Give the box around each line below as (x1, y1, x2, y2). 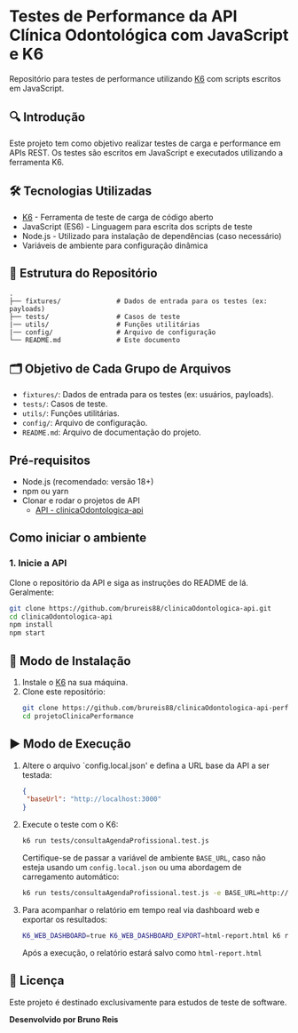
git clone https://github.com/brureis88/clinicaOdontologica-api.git (9, 604, 272, 613)
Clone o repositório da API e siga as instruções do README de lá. (9, 577, 248, 588)
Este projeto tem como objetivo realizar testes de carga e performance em (9, 138, 281, 148)
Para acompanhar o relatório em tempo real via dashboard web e (21, 904, 260, 915)
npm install (9, 621, 53, 629)
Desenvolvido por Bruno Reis (9, 1013, 119, 1024)
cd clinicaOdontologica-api (9, 612, 114, 621)
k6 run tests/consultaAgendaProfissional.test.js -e (21, 889, 222, 898)
